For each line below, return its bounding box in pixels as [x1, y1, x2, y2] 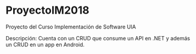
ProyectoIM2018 [5, 4, 89, 17]
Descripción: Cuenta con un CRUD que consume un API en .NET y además [5, 34, 190, 42]
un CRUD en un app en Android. [5, 41, 85, 48]
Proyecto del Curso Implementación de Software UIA [5, 23, 136, 30]
